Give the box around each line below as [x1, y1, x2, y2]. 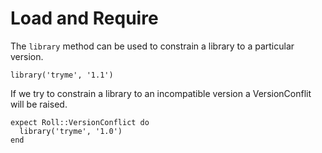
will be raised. [10, 98, 68, 110]
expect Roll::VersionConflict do [10, 117, 150, 127]
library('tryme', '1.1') [10, 70, 114, 80]
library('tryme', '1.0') [19, 126, 123, 136]
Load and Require [10, 7, 159, 30]
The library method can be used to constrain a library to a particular [10, 40, 295, 52]
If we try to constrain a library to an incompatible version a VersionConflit [10, 87, 312, 99]
